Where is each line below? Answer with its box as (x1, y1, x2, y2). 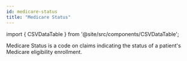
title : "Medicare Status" (6, 14, 71, 20)
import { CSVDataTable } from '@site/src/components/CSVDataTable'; (6, 30, 180, 37)
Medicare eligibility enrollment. (6, 48, 83, 55)
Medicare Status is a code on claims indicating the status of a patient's (6, 42, 181, 49)
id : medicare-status (6, 8, 58, 15)
